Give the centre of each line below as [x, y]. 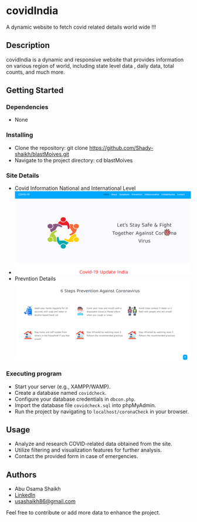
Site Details [23, 175]
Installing [20, 135]
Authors [21, 475]
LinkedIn [25, 495]
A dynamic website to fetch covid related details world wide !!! [81, 27]
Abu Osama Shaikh [38, 489]
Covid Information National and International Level [75, 188]
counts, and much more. [36, 72]
